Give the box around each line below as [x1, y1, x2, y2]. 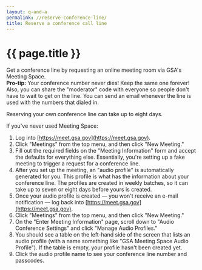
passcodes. [15, 257, 44, 265]
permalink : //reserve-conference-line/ [6, 15, 107, 21]
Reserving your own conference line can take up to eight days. [6, 111, 163, 118]
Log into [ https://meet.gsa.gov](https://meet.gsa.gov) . [15, 134, 150, 142]
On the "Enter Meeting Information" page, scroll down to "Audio [15, 218, 175, 226]
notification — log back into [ [15, 199, 88, 206]
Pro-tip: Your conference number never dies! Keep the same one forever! [6, 80, 190, 87]
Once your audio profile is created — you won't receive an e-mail [15, 192, 178, 199]
